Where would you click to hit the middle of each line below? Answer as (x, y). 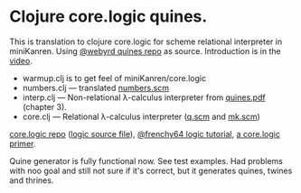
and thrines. (32, 180)
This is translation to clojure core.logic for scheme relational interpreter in (146, 41)
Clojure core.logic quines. (108, 17)
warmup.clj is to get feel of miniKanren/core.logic (114, 78)
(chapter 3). (45, 106)
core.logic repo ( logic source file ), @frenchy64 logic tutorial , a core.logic (145, 133)
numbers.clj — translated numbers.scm (96, 87)
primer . (23, 143)
